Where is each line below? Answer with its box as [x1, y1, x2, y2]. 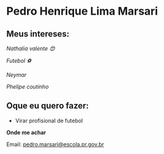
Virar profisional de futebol [15, 117, 83, 124]
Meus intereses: [6, 29, 70, 39]
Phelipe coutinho [6, 83, 49, 90]
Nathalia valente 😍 [6, 45, 55, 52]
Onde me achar [6, 128, 47, 136]
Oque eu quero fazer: [6, 101, 89, 111]
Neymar [6, 71, 27, 78]
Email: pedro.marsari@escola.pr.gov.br [6, 141, 105, 148]
